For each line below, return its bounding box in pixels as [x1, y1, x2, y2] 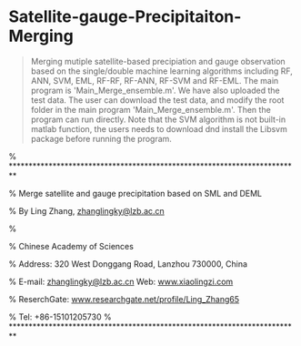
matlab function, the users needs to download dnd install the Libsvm [30, 123, 287, 134]
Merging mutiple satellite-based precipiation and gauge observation [30, 56, 286, 66]
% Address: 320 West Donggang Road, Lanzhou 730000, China [8, 258, 247, 270]
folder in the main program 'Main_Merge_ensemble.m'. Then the [30, 104, 272, 115]
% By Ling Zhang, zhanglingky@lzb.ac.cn [8, 205, 165, 216]
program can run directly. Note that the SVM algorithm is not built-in [30, 114, 286, 125]
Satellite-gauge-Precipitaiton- [8, 6, 242, 27]
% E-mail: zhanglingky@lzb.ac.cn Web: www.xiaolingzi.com [8, 276, 234, 287]
